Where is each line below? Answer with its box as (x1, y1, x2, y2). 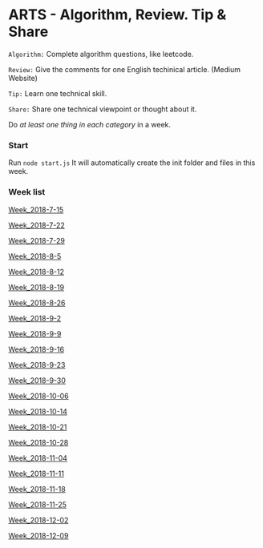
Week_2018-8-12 (8, 267, 64, 276)
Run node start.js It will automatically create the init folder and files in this (8, 158, 256, 167)
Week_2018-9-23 (8, 360, 66, 369)
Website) (8, 73, 38, 83)
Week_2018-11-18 (8, 484, 66, 494)
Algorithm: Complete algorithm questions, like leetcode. (8, 49, 194, 58)
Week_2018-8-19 (8, 282, 65, 292)
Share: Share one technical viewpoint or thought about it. (8, 104, 197, 114)
